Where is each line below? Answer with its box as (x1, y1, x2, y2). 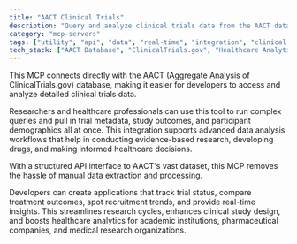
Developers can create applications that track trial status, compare (9, 187, 252, 198)
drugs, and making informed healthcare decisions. (9, 143, 193, 155)
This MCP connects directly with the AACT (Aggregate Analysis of (9, 70, 250, 80)
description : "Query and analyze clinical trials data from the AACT (9, 21, 271, 30)
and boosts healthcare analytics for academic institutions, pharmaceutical (9, 216, 278, 226)
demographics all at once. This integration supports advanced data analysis (9, 125, 286, 135)
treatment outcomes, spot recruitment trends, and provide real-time (9, 196, 256, 208)
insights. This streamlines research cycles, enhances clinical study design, (9, 206, 281, 217)
